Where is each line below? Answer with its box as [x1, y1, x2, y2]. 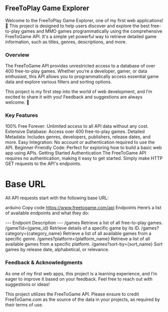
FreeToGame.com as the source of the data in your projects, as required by [5, 296, 160, 302]
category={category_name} [5, 230, 62, 237]
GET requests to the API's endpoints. [5, 161, 82, 167]
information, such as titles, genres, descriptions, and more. [5, 39, 127, 45]
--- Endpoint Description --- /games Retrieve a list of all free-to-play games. [5, 220, 163, 226]
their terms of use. [5, 301, 44, 307]
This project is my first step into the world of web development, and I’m [5, 89, 152, 95]
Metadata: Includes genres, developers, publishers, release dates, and [5, 134, 150, 140]
